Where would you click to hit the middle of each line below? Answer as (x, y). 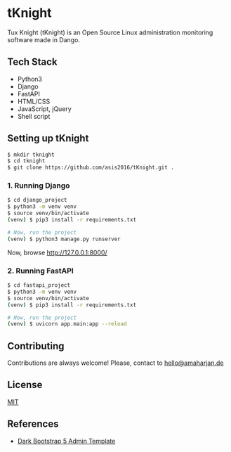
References (33, 424)
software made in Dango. (44, 39)
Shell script (34, 116)
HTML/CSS (34, 101)
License (25, 385)
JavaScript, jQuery (44, 109)
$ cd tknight (26, 161)
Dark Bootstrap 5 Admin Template (66, 441)
